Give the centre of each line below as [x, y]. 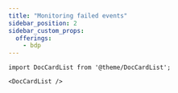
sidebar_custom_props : [46, 30]
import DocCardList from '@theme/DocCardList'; [90, 68]
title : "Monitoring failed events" [68, 16]
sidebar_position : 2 [43, 23]
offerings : [34, 38]
